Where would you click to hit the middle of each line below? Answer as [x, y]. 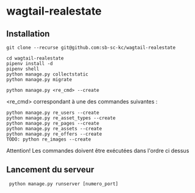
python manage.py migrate [39, 80]
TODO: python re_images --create [49, 139]
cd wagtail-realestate [35, 58]
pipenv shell [23, 69]
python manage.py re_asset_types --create [61, 118]
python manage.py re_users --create [53, 113]
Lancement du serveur [50, 170]
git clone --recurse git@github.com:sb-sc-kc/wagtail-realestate [91, 47]
